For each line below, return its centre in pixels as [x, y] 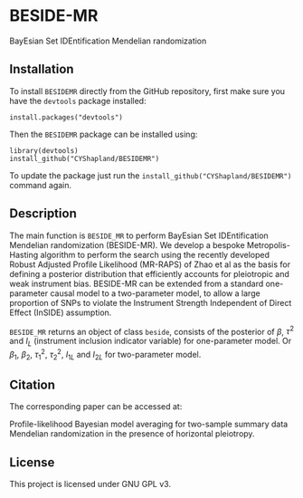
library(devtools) [44, 150]
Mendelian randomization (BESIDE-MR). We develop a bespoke [128, 244]
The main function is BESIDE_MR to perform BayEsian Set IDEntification [139, 235]
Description [43, 214]
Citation [33, 384]
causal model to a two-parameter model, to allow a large [155, 293]
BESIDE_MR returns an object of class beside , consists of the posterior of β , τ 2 [151, 330]
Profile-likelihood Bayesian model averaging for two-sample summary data [149, 424]
